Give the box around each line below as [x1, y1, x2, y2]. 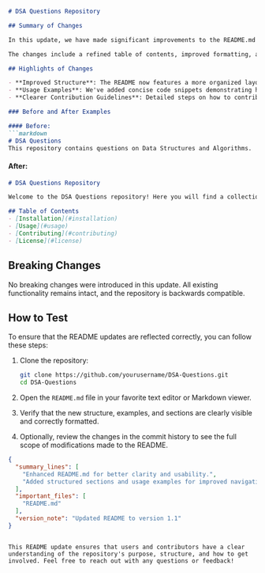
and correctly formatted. [19, 416, 99, 427]
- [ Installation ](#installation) [8, 214, 118, 223]
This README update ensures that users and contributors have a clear [8, 543, 245, 551]
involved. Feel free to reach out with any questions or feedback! [8, 556, 235, 565]
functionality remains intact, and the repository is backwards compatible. [8, 288, 245, 298]
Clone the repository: [19, 356, 89, 366]
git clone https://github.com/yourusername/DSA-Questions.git [19, 371, 229, 379]
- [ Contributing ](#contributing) [8, 230, 118, 237]
